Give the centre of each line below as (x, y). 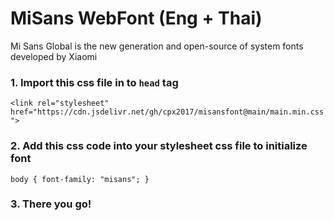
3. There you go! (51, 204)
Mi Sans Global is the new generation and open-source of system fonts (157, 46)
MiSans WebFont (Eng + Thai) (136, 18)
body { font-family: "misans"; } (80, 179)
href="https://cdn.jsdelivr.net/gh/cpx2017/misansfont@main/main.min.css (167, 112)
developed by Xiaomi (54, 56)
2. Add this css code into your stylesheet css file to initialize (159, 146)
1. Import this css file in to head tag (94, 82)
